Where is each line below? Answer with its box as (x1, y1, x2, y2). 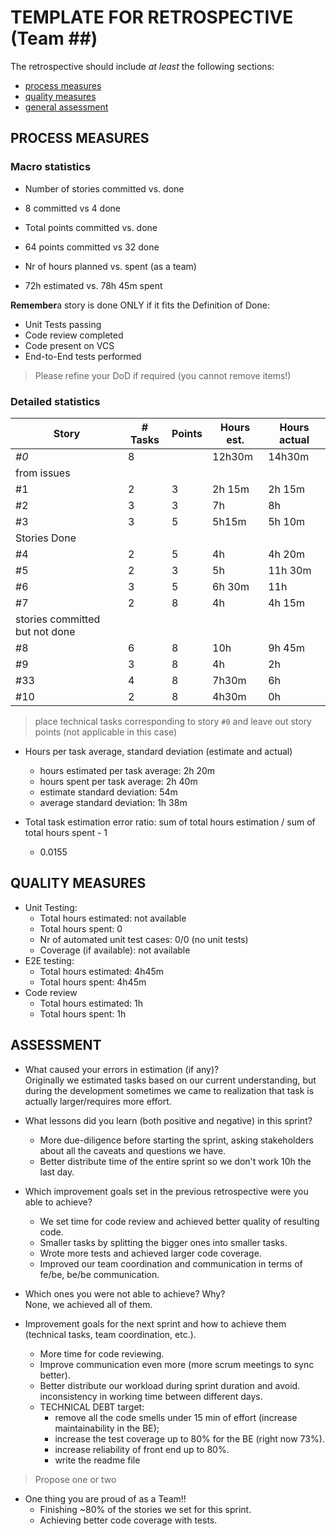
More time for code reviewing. (39, 1347, 165, 1360)
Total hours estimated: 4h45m (39, 965, 165, 977)
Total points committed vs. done (24, 221, 158, 233)
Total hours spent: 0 (39, 922, 123, 935)
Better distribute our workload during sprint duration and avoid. (39, 1379, 301, 1391)
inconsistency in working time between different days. (39, 1390, 263, 1402)
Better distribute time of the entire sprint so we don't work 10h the (39, 1155, 312, 1167)
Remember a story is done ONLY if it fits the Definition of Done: (10, 299, 270, 311)
